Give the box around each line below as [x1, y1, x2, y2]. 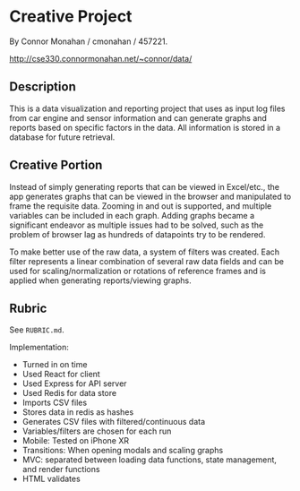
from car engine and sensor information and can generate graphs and [9, 112, 267, 123]
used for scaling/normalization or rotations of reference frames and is [9, 265, 267, 276]
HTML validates [21, 473, 81, 485]
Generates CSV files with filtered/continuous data [21, 417, 206, 427]
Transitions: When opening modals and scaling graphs [21, 445, 224, 456]
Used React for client [21, 369, 100, 380]
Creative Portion [9, 158, 103, 173]
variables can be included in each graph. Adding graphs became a [9, 210, 255, 220]
